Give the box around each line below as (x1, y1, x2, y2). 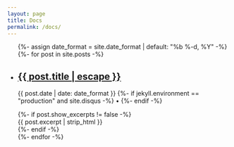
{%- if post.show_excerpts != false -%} (17, 110, 132, 119)
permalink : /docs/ (7, 23, 61, 30)
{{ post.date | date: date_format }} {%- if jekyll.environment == (17, 89, 199, 98)
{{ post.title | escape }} (17, 70, 121, 82)
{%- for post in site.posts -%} (17, 50, 104, 58)
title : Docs (7, 17, 42, 24)
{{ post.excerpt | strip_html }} (17, 117, 103, 127)
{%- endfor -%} (17, 133, 64, 141)
